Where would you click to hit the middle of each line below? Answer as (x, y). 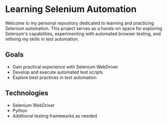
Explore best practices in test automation (55, 77)
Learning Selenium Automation (71, 9)
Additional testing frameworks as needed (55, 115)
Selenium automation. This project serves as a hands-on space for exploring (84, 28)
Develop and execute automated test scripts (58, 72)
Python (20, 110)
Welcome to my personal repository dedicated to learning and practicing (80, 23)
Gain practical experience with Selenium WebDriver (65, 66)
